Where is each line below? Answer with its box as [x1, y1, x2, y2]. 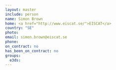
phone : [5, 39, 19, 44]
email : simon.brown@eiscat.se [5, 35, 68, 40]
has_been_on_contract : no [5, 48, 58, 53]
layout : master [5, 7, 37, 12]
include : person [5, 12, 39, 17]
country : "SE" [5, 26, 35, 31]
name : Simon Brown [5, 16, 43, 21]
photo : [5, 30, 19, 35]
